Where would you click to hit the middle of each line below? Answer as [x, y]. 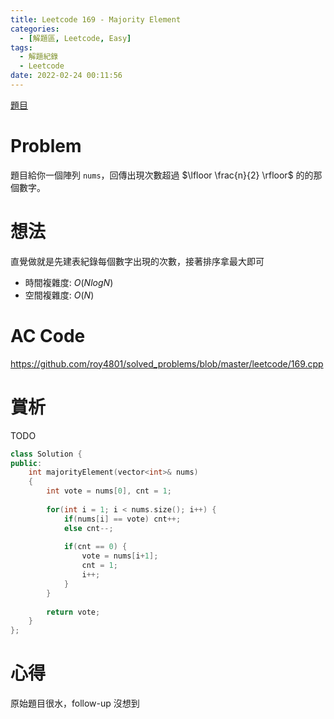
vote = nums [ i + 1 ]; [120, 556]
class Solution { [46, 454]
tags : [21, 47]
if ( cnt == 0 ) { [95, 547]
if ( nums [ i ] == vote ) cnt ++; [122, 519]
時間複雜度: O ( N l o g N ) [69, 282]
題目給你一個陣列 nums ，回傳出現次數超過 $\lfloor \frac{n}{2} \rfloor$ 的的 [162, 175]
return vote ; [73, 612]
